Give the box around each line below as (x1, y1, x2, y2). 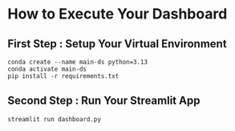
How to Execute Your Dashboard (7, 5, 228, 23)
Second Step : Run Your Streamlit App (7, 94, 201, 108)
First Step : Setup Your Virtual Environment (7, 37, 227, 51)
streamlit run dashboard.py (7, 115, 102, 123)
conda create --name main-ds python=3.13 (7, 58, 148, 66)
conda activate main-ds (7, 65, 87, 73)
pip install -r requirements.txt (7, 72, 120, 80)
